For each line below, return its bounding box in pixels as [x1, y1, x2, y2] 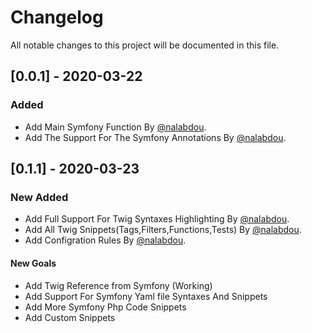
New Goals [10, 257, 57, 269]
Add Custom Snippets [24, 311, 116, 323]
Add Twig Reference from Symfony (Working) [24, 279, 213, 291]
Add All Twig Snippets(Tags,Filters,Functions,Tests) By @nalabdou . [24, 224, 302, 236]
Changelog [10, 6, 104, 29]
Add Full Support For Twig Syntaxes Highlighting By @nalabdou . [24, 213, 290, 225]
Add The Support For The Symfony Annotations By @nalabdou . [24, 131, 287, 143]
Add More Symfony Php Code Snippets [24, 301, 187, 313]
